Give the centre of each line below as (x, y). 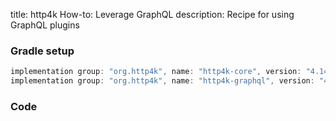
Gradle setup (42, 51)
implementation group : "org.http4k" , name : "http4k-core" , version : (156, 72)
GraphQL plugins (45, 25)
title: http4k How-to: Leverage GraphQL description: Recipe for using (152, 14)
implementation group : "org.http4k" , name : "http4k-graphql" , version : (162, 81)
